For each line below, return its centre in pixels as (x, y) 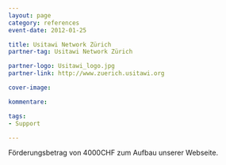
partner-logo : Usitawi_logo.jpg (61, 66)
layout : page (30, 15)
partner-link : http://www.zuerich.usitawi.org (86, 73)
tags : (17, 116)
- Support (25, 123)
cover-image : (30, 88)
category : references (44, 23)
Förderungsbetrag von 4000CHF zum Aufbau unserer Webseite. (113, 153)
